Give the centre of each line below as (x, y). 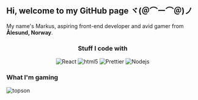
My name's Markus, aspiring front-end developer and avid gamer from (95, 26)
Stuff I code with (103, 48)
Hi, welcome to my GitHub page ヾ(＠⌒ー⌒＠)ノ (100, 11)
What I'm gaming (32, 77)
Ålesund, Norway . (30, 32)
